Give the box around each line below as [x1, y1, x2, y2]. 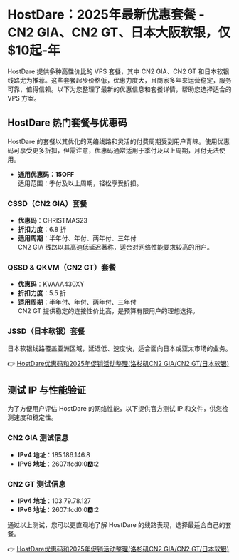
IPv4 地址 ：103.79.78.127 [17, 497, 91, 505]
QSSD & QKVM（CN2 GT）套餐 [7, 262, 116, 272]
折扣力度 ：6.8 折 [17, 225, 67, 234]
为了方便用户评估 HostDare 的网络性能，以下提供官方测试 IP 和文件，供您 [7, 404, 223, 413]
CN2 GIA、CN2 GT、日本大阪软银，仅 [7, 24, 231, 41]
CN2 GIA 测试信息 [7, 433, 69, 443]
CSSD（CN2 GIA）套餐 [7, 198, 87, 208]
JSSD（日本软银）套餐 [7, 326, 85, 336]
